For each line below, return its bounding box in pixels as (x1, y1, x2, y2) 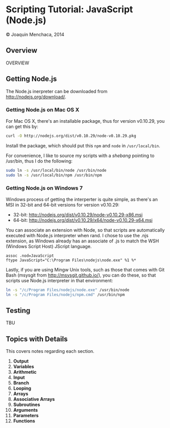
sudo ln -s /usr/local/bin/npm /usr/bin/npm (6, 172, 102, 177)
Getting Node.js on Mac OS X (6, 106, 80, 114)
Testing (6, 306, 31, 315)
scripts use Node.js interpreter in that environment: (6, 277, 113, 283)
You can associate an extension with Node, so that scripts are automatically (6, 227, 165, 233)
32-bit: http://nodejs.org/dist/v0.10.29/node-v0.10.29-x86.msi (13, 211, 143, 218)
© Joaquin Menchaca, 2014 (6, 31, 64, 37)
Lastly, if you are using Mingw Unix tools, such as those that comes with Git (6, 266, 165, 273)
